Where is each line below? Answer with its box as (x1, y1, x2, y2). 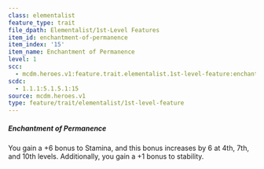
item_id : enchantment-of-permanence (8, 33, 128, 42)
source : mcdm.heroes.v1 (8, 92, 86, 100)
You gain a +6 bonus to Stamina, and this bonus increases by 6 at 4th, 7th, (8, 143, 250, 153)
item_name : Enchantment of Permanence (8, 48, 135, 56)
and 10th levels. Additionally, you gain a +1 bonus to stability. (8, 152, 204, 161)
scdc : (8, 77, 26, 85)
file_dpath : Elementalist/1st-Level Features (8, 26, 159, 34)
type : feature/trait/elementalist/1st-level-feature (8, 99, 185, 107)
